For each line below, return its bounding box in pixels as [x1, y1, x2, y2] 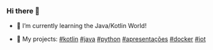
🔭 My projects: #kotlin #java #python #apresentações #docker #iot [16, 35, 206, 43]
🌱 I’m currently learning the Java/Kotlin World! [16, 22, 147, 30]
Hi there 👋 [6, 6, 41, 16]
